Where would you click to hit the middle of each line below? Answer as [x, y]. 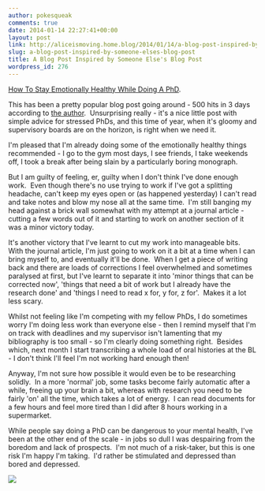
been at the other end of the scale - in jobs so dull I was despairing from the [132, 439]
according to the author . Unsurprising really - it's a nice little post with [123, 113]
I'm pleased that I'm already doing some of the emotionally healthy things [127, 145]
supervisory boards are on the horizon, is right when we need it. [112, 129]
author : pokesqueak [40, 15]
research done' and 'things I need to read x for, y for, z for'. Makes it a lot [127, 292]
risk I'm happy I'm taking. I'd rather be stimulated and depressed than [122, 456]
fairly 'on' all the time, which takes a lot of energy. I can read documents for [132, 398]
